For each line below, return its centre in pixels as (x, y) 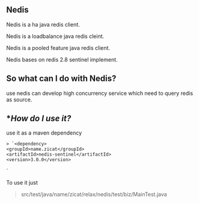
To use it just (22, 183)
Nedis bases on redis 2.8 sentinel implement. (62, 59)
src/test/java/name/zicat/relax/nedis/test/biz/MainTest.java (94, 194)
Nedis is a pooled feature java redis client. (58, 48)
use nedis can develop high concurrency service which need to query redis (100, 93)
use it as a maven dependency (44, 133)
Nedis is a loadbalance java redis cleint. (55, 36)
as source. (19, 100)
